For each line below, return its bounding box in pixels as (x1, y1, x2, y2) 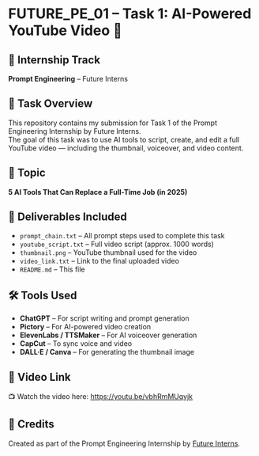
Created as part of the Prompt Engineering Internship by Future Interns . (8, 439, 241, 448)
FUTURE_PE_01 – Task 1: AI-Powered (8, 5, 252, 23)
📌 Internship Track (8, 53, 101, 66)
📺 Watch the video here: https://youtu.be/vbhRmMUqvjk (8, 392, 193, 401)
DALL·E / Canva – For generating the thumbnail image (19, 348, 195, 357)
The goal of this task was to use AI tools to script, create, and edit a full (8, 135, 240, 144)
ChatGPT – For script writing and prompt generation (19, 313, 190, 323)
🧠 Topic (8, 166, 46, 180)
